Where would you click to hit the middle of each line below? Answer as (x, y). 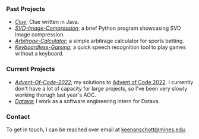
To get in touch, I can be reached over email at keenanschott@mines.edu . (97, 129)
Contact (18, 116)
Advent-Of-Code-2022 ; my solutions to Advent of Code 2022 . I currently (104, 82)
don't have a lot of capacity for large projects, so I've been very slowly (101, 88)
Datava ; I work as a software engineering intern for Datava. (87, 101)
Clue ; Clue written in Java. (47, 22)
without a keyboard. (39, 54)
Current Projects (31, 69)
